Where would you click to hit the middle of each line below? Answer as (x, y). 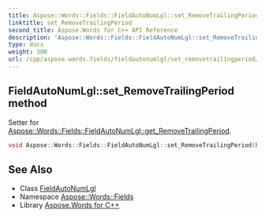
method (28, 103)
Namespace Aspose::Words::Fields (77, 197)
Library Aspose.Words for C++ (69, 205)
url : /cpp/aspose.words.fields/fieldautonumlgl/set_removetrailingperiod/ (134, 60)
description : (30, 37)
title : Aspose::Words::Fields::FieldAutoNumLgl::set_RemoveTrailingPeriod (134, 15)
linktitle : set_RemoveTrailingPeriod (70, 23)
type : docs (26, 45)
